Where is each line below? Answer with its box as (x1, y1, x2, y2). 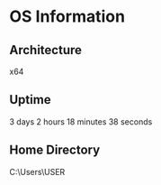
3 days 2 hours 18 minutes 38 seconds (9, 116, 153, 127)
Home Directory (9, 143, 101, 158)
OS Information (9, 6, 126, 27)
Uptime (9, 92, 51, 107)
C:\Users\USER (9, 166, 66, 177)
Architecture (9, 42, 83, 58)
